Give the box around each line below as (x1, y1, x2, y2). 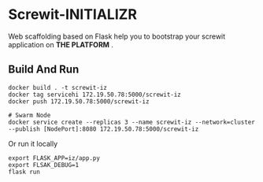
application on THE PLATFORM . (8, 39, 114, 49)
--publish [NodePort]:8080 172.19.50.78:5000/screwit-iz (8, 124, 199, 133)
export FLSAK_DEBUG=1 (8, 161, 80, 169)
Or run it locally (8, 139, 58, 148)
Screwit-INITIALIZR (8, 6, 138, 24)
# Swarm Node (8, 111, 51, 119)
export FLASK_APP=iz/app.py (8, 154, 101, 162)
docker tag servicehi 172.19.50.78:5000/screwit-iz (8, 91, 181, 98)
